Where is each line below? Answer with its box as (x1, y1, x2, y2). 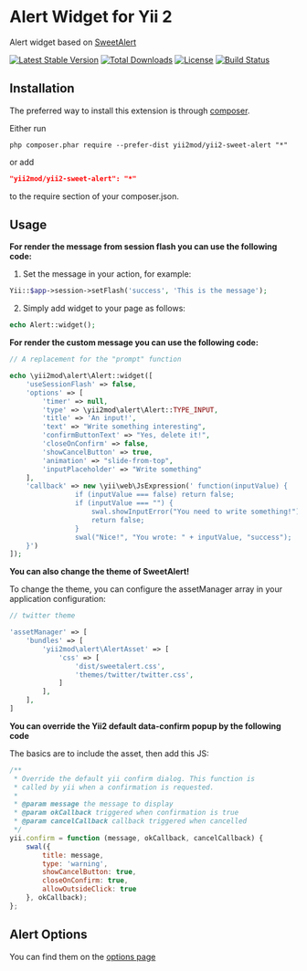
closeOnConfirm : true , (42, 876, 129, 885)
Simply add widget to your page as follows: (22, 303, 185, 314)
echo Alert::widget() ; (9, 321, 96, 330)
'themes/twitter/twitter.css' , (74, 670, 195, 680)
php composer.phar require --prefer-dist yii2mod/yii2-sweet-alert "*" (9, 140, 288, 150)
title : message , (42, 850, 104, 860)
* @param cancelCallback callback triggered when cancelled (13, 817, 248, 826)
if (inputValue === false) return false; (74, 491, 235, 500)
